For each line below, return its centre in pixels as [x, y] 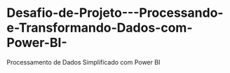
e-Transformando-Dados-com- [100, 28]
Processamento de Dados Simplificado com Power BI [83, 62]
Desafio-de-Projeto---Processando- [115, 13]
